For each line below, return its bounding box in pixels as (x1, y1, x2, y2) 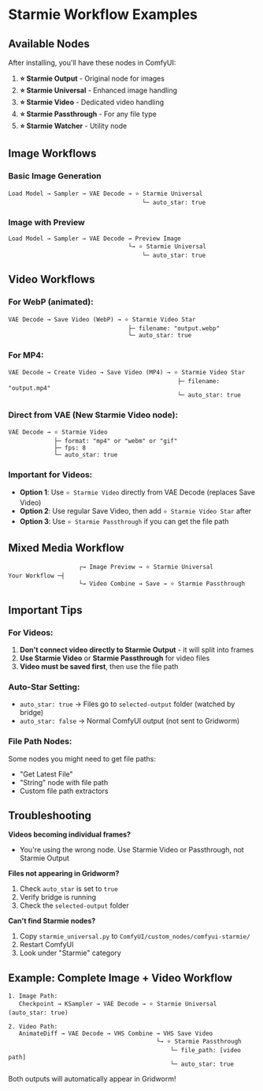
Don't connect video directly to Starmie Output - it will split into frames (19, 645, 254, 655)
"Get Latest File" (19, 769, 73, 779)
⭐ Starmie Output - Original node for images (19, 73, 165, 83)
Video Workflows (8, 273, 95, 286)
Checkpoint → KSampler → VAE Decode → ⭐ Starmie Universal (18, 1000, 217, 1008)
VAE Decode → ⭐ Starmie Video (8, 428, 108, 436)
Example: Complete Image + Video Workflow (8, 971, 233, 984)
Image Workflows (8, 147, 97, 160)
